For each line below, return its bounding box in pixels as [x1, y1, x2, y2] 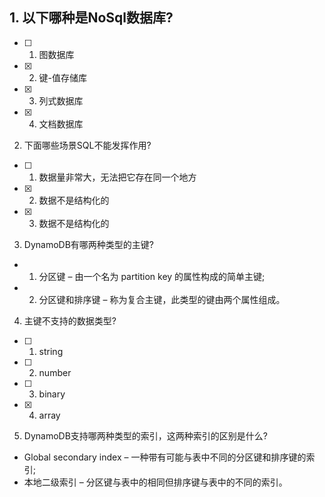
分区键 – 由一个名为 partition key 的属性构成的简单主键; [38, 270, 266, 282]
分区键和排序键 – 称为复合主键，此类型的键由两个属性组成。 [38, 293, 286, 305]
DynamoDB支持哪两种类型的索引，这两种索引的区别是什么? [23, 429, 268, 442]
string [38, 345, 64, 357]
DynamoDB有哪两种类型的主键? [23, 238, 154, 250]
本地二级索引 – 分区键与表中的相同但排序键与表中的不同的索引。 [23, 476, 288, 488]
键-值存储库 [38, 71, 88, 83]
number [38, 366, 72, 378]
